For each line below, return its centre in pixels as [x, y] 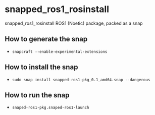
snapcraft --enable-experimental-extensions [60, 51]
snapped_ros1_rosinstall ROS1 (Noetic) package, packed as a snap [74, 23]
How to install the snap [41, 67]
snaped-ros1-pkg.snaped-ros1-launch [50, 108]
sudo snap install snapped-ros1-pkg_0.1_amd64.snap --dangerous [81, 80]
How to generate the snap [46, 39]
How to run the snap [37, 95]
